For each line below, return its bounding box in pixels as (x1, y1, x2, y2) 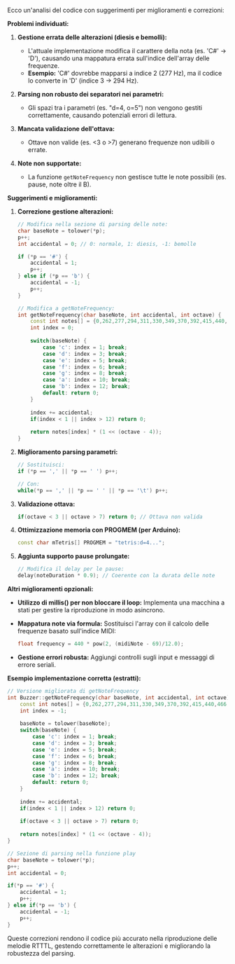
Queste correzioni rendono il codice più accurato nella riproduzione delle (7, 934, 218, 942)
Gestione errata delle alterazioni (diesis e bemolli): (17, 33, 167, 41)
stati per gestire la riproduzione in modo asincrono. (17, 606, 165, 614)
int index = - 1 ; (20, 707, 68, 714)
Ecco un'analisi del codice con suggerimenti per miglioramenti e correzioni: (7, 6, 225, 14)
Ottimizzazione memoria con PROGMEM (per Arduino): (17, 525, 180, 535)
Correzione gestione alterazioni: (17, 207, 114, 216)
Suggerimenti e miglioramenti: (7, 194, 98, 202)
